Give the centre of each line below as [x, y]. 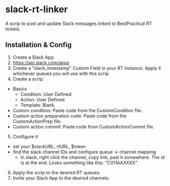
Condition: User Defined [46, 94]
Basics [20, 89]
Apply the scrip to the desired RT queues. [57, 172]
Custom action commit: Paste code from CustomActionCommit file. [83, 126]
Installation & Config [38, 45]
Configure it [25, 137]
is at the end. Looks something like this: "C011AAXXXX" [79, 163]
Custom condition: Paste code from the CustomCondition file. [78, 110]
